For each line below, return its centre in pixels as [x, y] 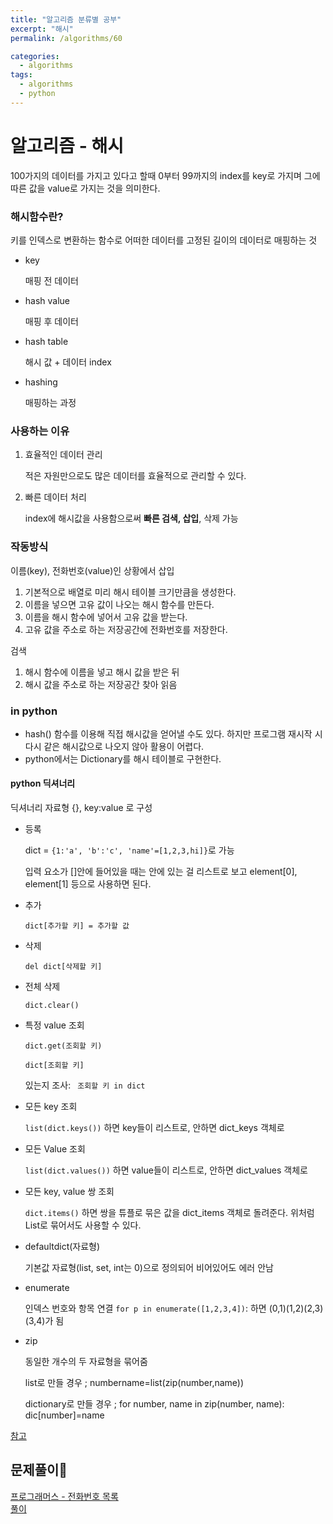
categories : [35, 56]
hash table [46, 341]
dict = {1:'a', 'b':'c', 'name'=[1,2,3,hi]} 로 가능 [129, 850]
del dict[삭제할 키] [63, 967]
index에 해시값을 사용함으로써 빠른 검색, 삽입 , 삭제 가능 [131, 518]
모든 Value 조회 [55, 1149]
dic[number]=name [64, 1415]
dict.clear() [52, 1006]
